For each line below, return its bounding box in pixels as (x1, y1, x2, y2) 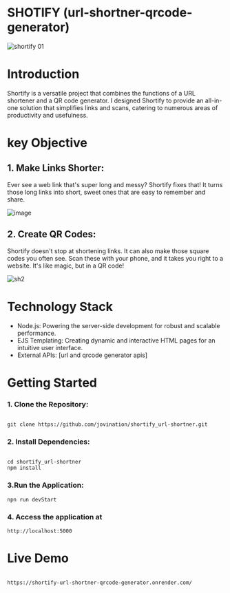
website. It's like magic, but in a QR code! (7, 261, 125, 270)
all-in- (205, 96, 222, 105)
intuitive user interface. (17, 343, 83, 352)
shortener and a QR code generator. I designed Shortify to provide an (7, 96, 204, 105)
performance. (17, 329, 56, 337)
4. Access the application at (7, 512, 103, 521)
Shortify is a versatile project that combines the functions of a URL (7, 89, 196, 97)
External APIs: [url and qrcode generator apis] (17, 351, 148, 359)
